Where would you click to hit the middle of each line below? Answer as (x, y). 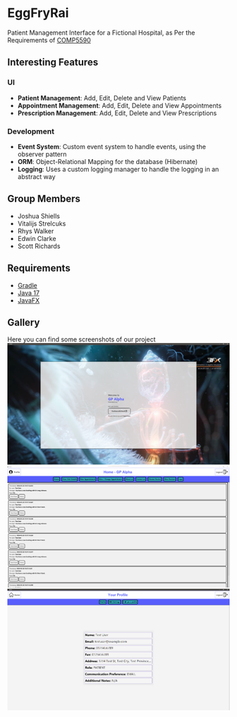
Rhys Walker (36, 231)
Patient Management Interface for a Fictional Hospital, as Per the (101, 33)
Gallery (24, 322)
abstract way (36, 176)
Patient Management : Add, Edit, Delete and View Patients (102, 98)
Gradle (27, 285)
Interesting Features (53, 63)
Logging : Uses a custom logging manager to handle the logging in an (118, 169)
